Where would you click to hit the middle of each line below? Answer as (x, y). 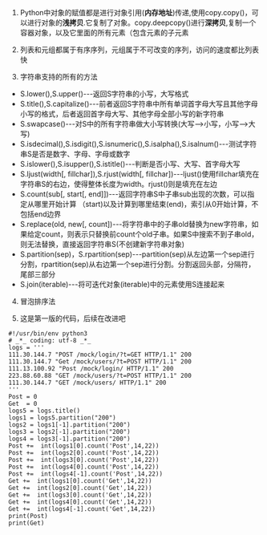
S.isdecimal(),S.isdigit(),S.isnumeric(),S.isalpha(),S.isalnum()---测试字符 (138, 144)
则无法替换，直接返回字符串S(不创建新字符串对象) (102, 244)
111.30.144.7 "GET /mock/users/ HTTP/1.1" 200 (87, 383)
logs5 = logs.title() (44, 411)
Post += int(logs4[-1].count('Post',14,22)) (85, 474)
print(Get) (26, 523)
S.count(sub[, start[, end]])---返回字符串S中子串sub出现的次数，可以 (133, 194)
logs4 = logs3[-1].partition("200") (69, 439)
